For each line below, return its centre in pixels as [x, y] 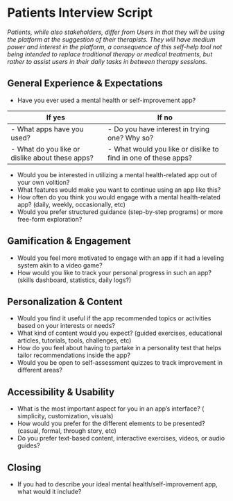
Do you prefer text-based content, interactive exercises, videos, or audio [121, 438]
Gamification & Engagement [69, 241]
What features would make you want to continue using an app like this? [119, 190]
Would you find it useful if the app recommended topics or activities [114, 318]
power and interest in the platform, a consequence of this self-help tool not [115, 47]
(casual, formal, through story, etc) [67, 431]
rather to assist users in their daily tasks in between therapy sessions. [107, 61]
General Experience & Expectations [85, 84]
